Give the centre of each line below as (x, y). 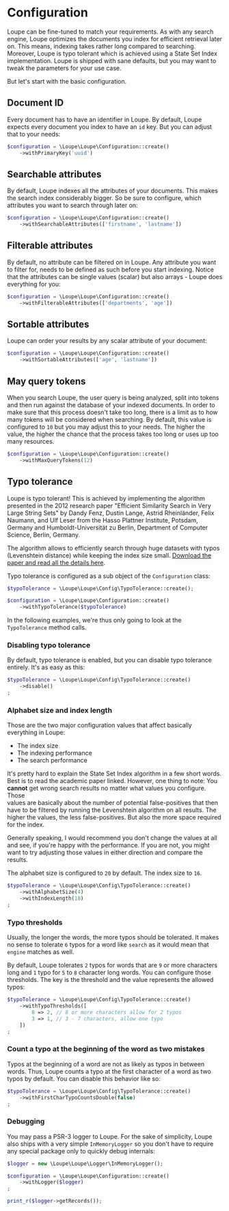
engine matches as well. (41, 952)
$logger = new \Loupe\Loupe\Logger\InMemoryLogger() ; (85, 1164)
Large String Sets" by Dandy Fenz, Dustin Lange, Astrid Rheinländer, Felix (111, 513)
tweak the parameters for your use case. (64, 68)
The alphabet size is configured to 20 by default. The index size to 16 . (105, 873)
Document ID (35, 103)
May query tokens (46, 381)
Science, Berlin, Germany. (44, 535)
